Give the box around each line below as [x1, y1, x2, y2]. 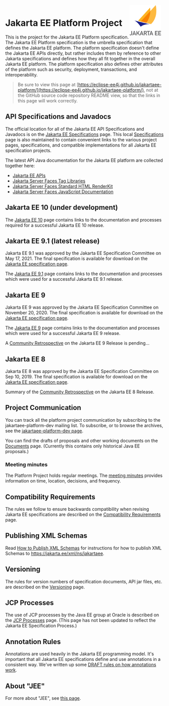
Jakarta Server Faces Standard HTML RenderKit [12, 183, 113, 189]
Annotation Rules [5, 637, 61, 646]
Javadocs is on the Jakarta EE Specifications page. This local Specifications [5, 131, 164, 137]
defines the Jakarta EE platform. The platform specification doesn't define [5, 45, 159, 51]
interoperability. [5, 71, 38, 78]
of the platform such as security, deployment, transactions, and [5, 66, 137, 72]
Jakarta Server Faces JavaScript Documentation [12, 189, 114, 195]
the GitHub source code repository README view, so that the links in [17, 92, 160, 98]
